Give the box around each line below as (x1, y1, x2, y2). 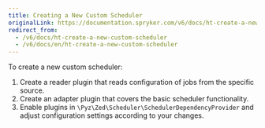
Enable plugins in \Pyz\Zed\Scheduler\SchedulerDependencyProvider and (19, 103, 254, 112)
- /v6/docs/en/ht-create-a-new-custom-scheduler (15, 41, 178, 49)
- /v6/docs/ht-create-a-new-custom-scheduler (15, 33, 168, 42)
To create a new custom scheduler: (8, 62, 123, 71)
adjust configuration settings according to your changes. (19, 111, 204, 120)
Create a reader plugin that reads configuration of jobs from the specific (19, 78, 255, 87)
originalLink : (8, 19, 55, 27)
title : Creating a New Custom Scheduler (8, 11, 144, 20)
